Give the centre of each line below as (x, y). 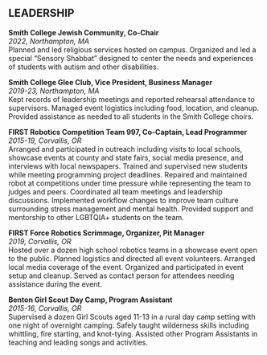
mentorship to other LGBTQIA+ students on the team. (97, 217)
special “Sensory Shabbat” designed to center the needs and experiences (131, 58)
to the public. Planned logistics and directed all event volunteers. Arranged (132, 258)
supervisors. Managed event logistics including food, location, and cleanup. (134, 108)
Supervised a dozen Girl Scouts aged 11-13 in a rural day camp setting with (132, 316)
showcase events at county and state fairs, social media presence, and (126, 157)
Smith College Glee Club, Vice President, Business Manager (111, 82)
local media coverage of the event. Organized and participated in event (126, 267)
